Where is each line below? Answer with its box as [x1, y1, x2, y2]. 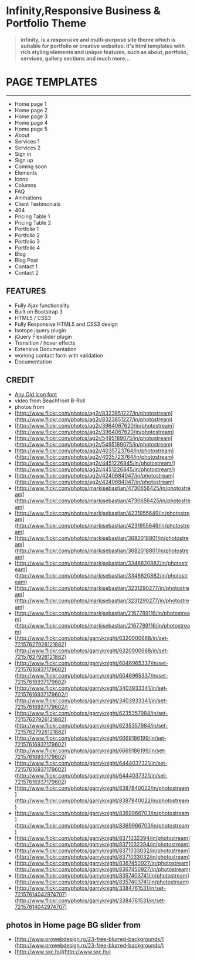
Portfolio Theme [6, 16, 87, 30]
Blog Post [14, 256, 38, 263]
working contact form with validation [14, 352, 104, 359]
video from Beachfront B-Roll [14, 397, 86, 404]
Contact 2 [14, 269, 39, 276]
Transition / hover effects [14, 339, 76, 346]
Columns [14, 181, 37, 189]
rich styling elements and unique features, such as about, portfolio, [20, 48, 188, 55]
